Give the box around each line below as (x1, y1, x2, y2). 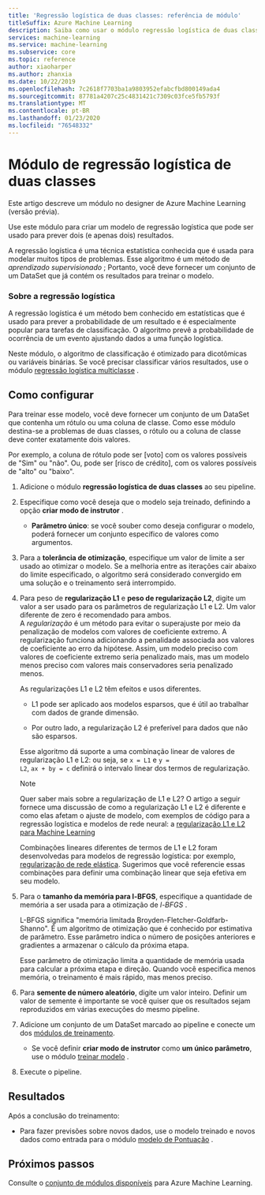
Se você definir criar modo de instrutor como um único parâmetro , (31, 1043, 252, 1053)
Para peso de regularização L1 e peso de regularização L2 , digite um (19, 593, 246, 603)
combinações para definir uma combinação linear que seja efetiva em (19, 868, 247, 877)
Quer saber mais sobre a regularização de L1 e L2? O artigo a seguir (19, 794, 241, 803)
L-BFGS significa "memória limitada (19, 915, 136, 924)
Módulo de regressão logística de (8, 155, 232, 174)
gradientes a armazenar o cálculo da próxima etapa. (19, 940, 189, 950)
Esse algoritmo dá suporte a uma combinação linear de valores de (19, 746, 235, 756)
